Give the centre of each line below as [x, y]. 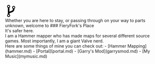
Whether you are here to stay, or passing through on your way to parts [75, 20]
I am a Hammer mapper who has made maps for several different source [77, 36]
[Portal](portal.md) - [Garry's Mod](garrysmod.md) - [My [93, 51]
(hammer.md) [19, 51]
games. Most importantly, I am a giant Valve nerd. [54, 41]
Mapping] [137, 46]
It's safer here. [20, 31]
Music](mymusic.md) [26, 56]
